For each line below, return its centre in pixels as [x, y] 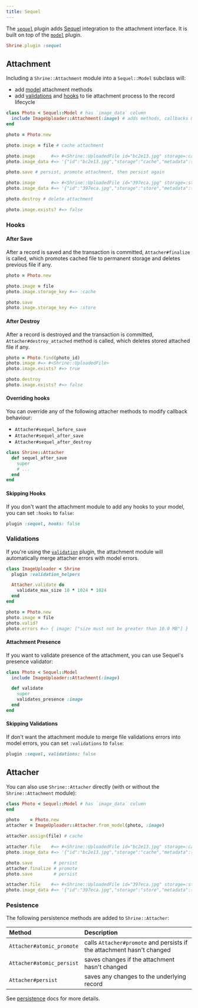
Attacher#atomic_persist [44, 963]
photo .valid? [22, 623]
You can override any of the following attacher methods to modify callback [97, 411]
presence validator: [29, 661]
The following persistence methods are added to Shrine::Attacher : [88, 918]
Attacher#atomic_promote [44, 946]
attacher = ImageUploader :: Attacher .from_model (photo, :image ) [85, 825]
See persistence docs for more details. [53, 999]
